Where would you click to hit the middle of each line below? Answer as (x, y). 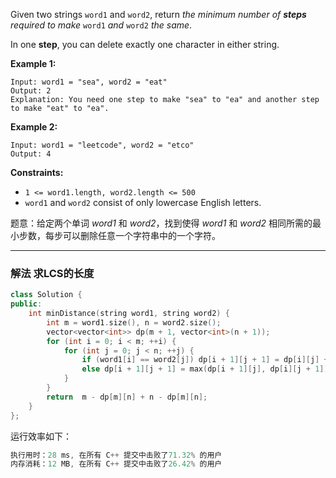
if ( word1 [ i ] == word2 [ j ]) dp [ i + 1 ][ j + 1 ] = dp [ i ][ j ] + (205, 360)
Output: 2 (31, 91)
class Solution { (46, 295)
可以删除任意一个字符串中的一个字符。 (141, 235)
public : (26, 304)
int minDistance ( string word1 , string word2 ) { (129, 314)
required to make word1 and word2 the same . (101, 25)
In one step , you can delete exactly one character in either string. (145, 44)
